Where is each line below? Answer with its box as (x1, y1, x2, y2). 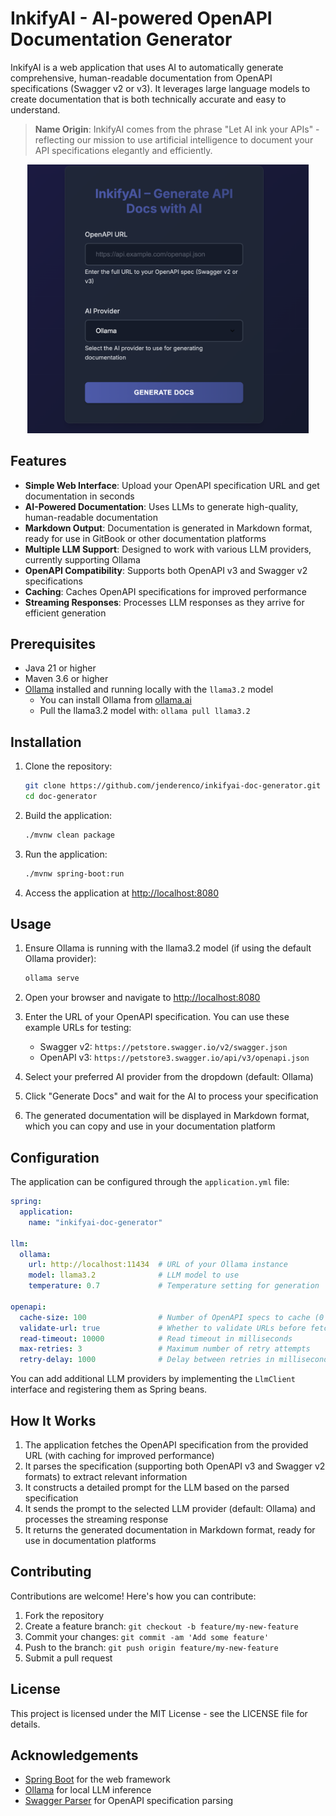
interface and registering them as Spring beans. (10, 1383, 208, 1396)
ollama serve (24, 973, 80, 984)
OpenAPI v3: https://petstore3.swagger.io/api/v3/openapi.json (39, 1052, 310, 1064)
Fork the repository (24, 1609, 105, 1621)
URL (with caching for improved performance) (24, 1449, 215, 1461)
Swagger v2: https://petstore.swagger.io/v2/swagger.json (39, 1041, 288, 1053)
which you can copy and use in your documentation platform (24, 1120, 276, 1132)
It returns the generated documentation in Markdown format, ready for (24, 1523, 316, 1536)
